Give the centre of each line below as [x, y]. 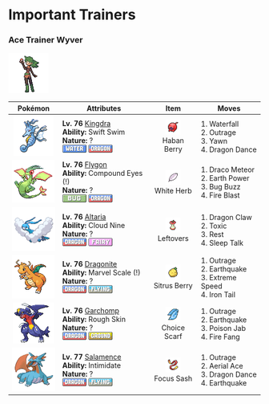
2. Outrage [218, 132]
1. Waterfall [220, 124]
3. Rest [212, 234]
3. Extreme [219, 277]
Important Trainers [72, 15]
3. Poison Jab [223, 328]
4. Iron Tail [218, 294]
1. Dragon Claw [226, 217]
